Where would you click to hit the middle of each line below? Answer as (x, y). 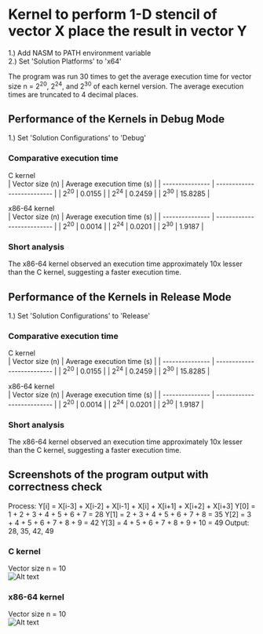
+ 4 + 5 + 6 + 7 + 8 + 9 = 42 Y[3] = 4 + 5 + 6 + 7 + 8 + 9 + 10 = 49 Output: (129, 523)
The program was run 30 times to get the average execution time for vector (130, 76)
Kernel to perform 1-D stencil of (113, 15)
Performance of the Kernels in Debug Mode (117, 119)
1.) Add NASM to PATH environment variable (80, 53)
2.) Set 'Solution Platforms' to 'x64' (65, 61)
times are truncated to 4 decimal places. (73, 94)
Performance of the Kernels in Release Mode (120, 297)
